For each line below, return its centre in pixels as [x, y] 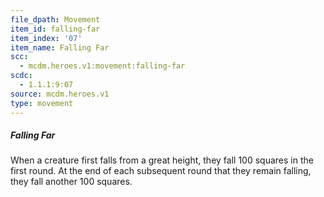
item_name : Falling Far [60, 47]
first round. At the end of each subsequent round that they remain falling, [161, 171]
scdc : [21, 76]
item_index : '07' [46, 38]
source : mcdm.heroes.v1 [60, 94]
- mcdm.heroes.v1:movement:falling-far [102, 66]
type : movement [42, 103]
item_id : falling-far [55, 29]
